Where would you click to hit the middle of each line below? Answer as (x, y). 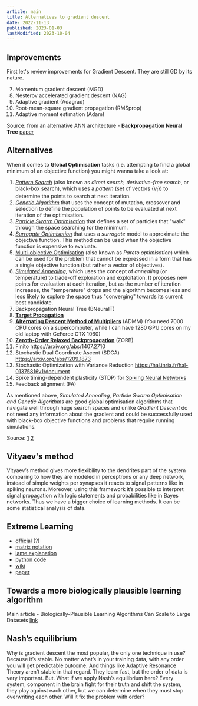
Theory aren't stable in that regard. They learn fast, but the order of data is (97, 671)
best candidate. (34, 302)
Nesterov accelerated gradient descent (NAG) (71, 95)
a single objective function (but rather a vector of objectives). (90, 265)
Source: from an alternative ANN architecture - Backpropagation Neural (95, 125)
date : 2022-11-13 (28, 22)
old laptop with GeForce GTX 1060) (58, 334)
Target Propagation (39, 315)
